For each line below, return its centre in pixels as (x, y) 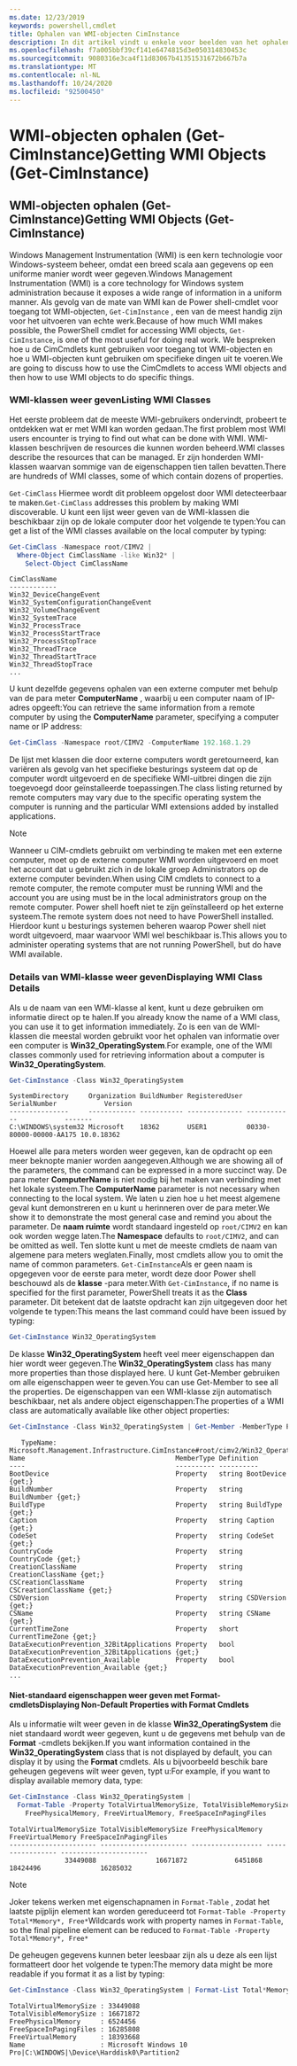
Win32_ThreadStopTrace (51, 665)
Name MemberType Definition (134, 1459)
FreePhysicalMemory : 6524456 (73, 2022)
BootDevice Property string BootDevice (148, 1474)
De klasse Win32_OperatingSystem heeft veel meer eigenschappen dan (142, 1354)
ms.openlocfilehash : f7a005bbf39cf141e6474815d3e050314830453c (128, 51)
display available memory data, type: (76, 1781)
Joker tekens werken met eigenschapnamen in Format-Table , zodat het (140, 1902)
